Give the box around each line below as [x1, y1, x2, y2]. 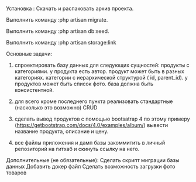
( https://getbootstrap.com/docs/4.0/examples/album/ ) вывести [14, 122, 169, 128]
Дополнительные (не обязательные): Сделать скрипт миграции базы [6, 157, 180, 163]
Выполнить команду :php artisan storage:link [6, 39, 116, 46]
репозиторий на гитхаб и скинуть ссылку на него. [14, 146, 140, 152]
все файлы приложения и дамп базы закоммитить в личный [14, 139, 166, 146]
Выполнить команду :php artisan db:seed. [6, 28, 109, 35]
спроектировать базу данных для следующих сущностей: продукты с [14, 61, 190, 68]
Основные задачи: [6, 50, 53, 57]
